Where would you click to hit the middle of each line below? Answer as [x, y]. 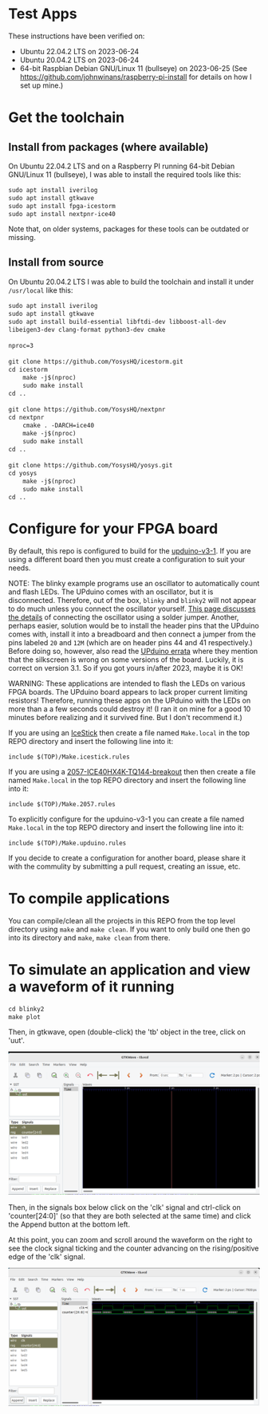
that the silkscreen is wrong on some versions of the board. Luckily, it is [126, 660]
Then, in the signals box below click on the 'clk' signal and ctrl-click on [124, 1207]
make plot [25, 1017]
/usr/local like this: [41, 290]
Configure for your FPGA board [113, 528]
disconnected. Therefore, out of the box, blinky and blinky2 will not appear [132, 600]
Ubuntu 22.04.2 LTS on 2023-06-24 [79, 51]
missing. [22, 237]
